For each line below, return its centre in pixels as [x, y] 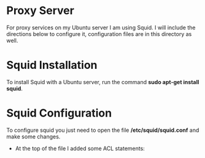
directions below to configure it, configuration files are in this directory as [99, 34]
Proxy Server [41, 11]
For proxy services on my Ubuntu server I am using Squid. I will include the [101, 27]
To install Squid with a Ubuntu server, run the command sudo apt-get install [103, 82]
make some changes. [33, 136]
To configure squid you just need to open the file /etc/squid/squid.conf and [103, 130]
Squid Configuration [59, 113]
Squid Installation [52, 65]
